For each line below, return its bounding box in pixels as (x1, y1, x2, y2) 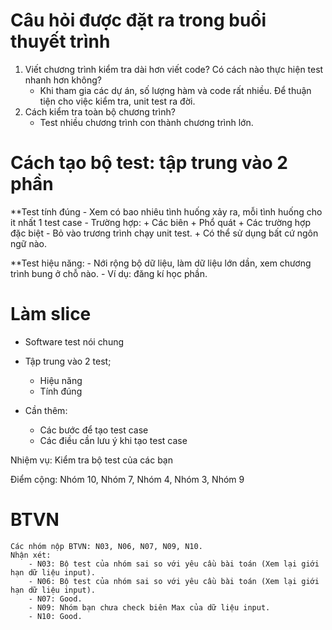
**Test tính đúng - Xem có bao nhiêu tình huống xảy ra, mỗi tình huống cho (10, 205, 323, 218)
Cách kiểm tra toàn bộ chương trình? (24, 105, 176, 118)
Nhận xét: (10, 550, 52, 560)
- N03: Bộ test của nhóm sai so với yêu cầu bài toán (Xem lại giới (28, 559, 320, 569)
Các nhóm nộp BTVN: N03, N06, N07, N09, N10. (10, 541, 203, 551)
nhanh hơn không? (24, 74, 102, 86)
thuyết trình (10, 30, 111, 53)
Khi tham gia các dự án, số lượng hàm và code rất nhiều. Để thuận (39, 84, 312, 96)
